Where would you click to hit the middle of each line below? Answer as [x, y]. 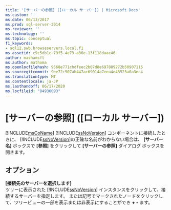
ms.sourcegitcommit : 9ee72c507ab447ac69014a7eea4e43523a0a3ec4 [74, 72]
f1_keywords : [19, 44]
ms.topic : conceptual [28, 39]
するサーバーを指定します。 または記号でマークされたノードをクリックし [86, 196]
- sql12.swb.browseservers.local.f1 [44, 48]
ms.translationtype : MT [31, 77]
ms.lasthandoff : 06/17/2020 [35, 86]
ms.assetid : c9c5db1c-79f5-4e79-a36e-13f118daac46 [60, 53]
